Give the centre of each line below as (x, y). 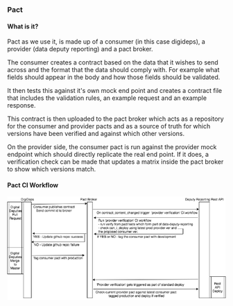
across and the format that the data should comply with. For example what (113, 70)
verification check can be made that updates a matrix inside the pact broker (115, 162)
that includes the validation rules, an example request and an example (107, 98)
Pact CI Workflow (33, 185)
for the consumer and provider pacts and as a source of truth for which (109, 126)
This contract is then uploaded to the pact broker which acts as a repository (115, 119)
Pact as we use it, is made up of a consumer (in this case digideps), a (106, 42)
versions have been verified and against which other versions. (96, 134)
